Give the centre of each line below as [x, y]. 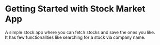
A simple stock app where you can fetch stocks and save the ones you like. [80, 32]
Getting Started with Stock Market [75, 9]
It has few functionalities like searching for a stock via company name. [75, 37]
